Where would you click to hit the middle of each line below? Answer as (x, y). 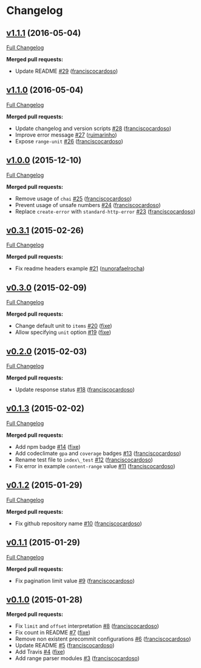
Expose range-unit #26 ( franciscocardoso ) (69, 141)
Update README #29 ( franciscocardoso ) (66, 71)
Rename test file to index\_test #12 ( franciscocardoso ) (84, 460)
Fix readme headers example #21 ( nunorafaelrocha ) (80, 268)
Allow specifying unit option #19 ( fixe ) (63, 332)
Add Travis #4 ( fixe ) (40, 652)
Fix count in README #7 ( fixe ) (53, 633)
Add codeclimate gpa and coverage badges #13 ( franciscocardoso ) (98, 453)
